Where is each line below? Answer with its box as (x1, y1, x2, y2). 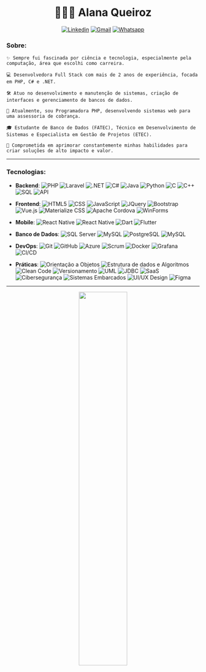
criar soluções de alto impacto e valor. (6, 148, 114, 154)
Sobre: (6, 41, 27, 50)
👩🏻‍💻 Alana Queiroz (54, 6, 152, 20)
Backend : (15, 181, 40, 189)
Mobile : (15, 218, 36, 226)
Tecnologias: (6, 168, 46, 177)
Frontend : (15, 200, 41, 207)
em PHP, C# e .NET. (6, 79, 56, 85)
